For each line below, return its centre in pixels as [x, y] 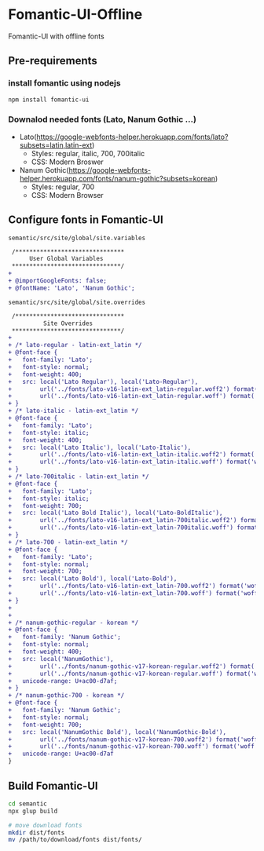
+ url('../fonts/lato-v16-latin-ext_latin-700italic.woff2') [123, 520]
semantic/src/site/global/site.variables [77, 238]
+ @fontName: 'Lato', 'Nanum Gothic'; [71, 288]
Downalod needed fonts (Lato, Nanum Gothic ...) [102, 119]
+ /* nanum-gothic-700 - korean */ [66, 696]
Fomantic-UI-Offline [75, 15]
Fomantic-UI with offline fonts [56, 36]
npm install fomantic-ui [49, 100]
